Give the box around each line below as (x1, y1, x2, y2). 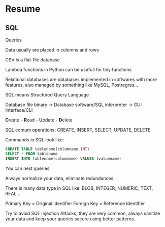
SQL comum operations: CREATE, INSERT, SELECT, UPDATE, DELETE (5, 127, 151, 133)
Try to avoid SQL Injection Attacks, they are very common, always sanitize (5, 210, 160, 216)
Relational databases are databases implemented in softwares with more (5, 77, 157, 82)
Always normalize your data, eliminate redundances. (5, 175, 115, 181)
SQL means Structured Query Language (5, 92, 89, 97)
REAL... (5, 190, 21, 196)
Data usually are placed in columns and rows (5, 47, 99, 53)
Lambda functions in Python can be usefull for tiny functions (5, 67, 132, 72)
